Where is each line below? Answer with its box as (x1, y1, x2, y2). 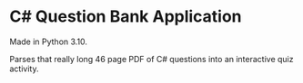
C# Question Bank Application (9, 6, 243, 27)
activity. (9, 63, 39, 74)
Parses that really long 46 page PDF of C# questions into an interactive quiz (9, 53, 294, 64)
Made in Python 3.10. (9, 36, 88, 47)
